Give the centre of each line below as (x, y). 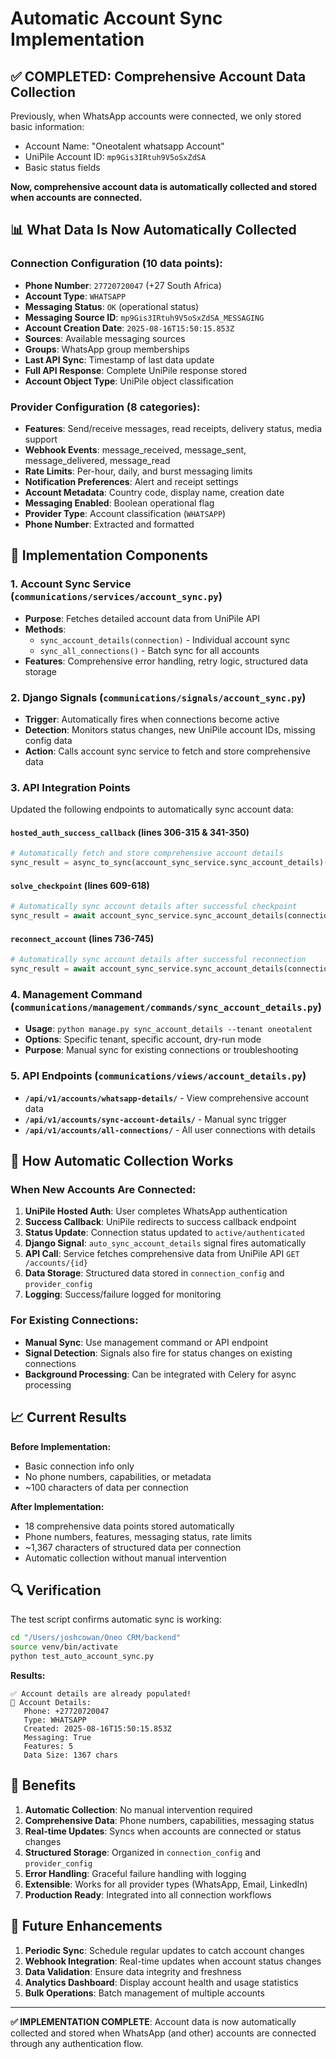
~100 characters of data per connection (106, 1487)
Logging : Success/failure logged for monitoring (123, 1294)
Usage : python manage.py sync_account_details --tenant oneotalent (168, 1029)
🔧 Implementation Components (109, 555)
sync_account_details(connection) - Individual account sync (165, 639)
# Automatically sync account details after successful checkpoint (154, 907)
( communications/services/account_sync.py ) (116, 597)
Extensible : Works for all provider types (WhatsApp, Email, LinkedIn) (166, 1884)
